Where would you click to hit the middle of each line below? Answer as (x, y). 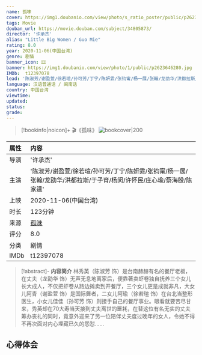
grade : (14, 112)
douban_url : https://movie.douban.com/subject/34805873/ (79, 29)
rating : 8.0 (21, 46)
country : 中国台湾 (28, 90)
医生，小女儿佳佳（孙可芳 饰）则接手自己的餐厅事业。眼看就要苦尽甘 (106, 302)
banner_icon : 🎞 (26, 62)
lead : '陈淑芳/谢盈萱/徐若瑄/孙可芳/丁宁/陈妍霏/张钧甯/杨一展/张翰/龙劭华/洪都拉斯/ (102, 79)
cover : (14, 17)
